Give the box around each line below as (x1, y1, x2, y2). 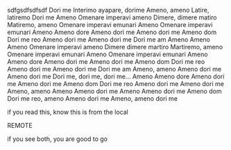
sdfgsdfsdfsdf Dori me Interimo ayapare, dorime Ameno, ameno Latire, (7, 6, 209, 14)
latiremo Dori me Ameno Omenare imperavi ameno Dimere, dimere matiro (7, 13, 217, 22)
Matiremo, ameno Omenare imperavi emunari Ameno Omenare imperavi (7, 21, 213, 28)
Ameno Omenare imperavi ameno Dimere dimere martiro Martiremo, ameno (7, 43, 223, 51)
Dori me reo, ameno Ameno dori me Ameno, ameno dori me (7, 94, 178, 103)
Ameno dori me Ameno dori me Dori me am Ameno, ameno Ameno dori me (7, 65, 222, 73)
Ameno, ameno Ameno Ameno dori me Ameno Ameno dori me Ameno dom (7, 87, 222, 95)
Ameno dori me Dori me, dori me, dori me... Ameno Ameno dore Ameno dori (7, 72, 225, 81)
